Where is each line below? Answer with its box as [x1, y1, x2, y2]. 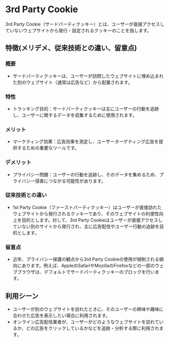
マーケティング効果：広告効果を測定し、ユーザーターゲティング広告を [12, 138, 159, 145]
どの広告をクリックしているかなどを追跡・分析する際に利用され [26, 325, 160, 331]
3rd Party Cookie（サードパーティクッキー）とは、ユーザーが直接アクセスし [5, 21, 165, 27]
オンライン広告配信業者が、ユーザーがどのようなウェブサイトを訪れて [12, 319, 159, 325]
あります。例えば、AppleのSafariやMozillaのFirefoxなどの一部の [21, 263, 155, 269]
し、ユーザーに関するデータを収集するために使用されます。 [12, 112, 137, 118]
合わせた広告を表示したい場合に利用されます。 [12, 312, 111, 319]
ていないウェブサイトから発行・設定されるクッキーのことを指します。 [5, 27, 152, 34]
